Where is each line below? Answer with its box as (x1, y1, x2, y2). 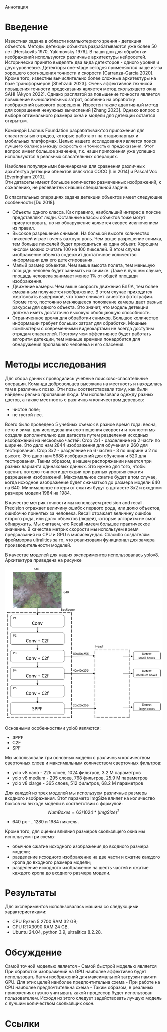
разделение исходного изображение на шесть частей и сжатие (12, 865, 149, 871)
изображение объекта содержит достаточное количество (12, 251, 137, 257)
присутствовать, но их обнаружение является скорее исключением (12, 219, 159, 226)
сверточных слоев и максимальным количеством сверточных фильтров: (5, 760, 162, 766)
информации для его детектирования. (12, 257, 94, 263)
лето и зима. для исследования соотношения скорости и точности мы (5, 426, 156, 433)
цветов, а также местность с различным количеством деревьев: (5, 396, 144, 403)
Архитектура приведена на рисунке (5, 557, 82, 563)
